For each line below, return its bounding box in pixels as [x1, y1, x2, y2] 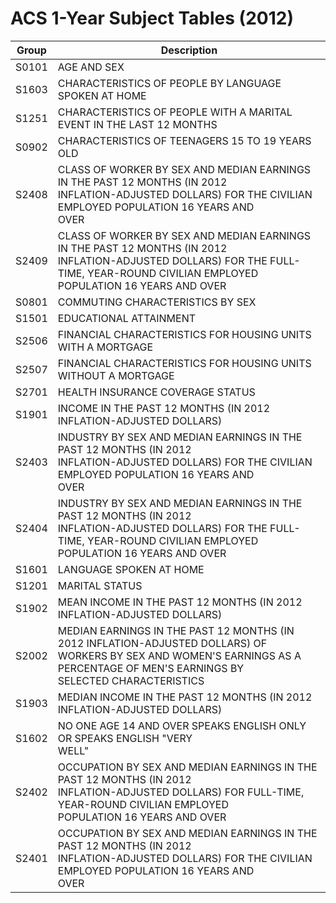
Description [160, 43, 218, 57]
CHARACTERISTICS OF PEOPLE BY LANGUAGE [57, 76, 282, 90]
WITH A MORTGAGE [57, 340, 154, 354]
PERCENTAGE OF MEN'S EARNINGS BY [57, 661, 245, 675]
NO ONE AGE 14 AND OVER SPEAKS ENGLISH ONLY [57, 718, 307, 732]
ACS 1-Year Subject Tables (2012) [10, 7, 294, 30]
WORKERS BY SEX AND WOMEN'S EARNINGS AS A [57, 648, 302, 662]
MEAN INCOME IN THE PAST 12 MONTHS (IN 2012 [57, 595, 303, 609]
